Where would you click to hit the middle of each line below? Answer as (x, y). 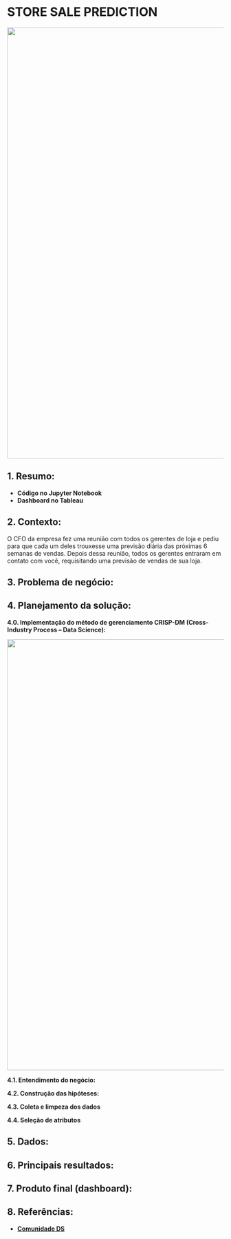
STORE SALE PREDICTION (82, 12)
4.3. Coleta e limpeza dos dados (54, 1107)
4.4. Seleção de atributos (44, 1120)
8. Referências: (40, 1212)
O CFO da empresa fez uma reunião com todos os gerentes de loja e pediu (113, 538)
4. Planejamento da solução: (69, 606)
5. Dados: (28, 1142)
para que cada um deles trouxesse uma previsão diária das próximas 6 (107, 546)
